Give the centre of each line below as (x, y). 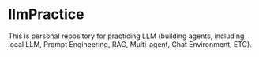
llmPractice (46, 14)
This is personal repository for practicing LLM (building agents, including (126, 36)
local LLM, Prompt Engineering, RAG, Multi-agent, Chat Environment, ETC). (130, 44)
